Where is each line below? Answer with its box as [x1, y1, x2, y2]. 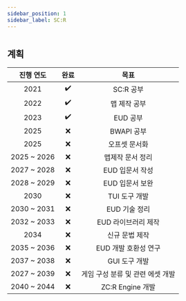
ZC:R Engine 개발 [101, 282, 156, 292]
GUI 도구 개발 [107, 257, 149, 266]
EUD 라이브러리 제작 [96, 217, 160, 227]
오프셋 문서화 [108, 140, 149, 149]
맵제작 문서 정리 [104, 153, 153, 163]
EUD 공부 [113, 113, 143, 122]
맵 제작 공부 [110, 98, 147, 108]
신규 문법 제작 [106, 230, 150, 240]
